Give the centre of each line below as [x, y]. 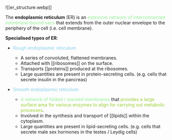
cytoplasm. [32, 121]
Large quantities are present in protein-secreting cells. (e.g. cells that [93, 74]
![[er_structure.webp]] [29, 7]
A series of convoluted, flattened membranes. [69, 58]
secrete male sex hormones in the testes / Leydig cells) [79, 132]
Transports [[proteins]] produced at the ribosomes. [74, 69]
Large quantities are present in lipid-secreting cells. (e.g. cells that [90, 126]
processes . [32, 110]
